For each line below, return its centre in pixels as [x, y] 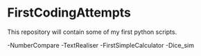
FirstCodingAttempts [69, 13]
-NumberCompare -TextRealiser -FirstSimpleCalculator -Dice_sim [101, 45]
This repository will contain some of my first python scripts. [92, 32]
